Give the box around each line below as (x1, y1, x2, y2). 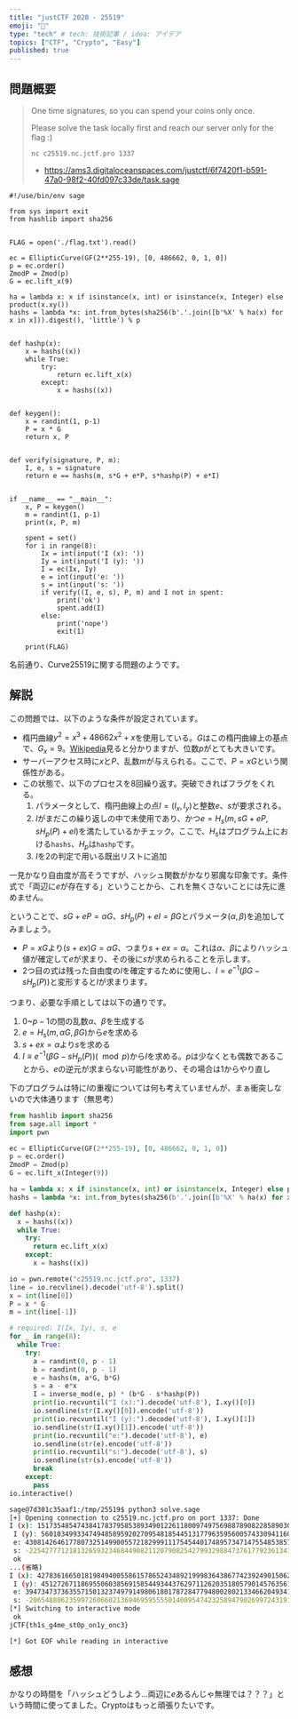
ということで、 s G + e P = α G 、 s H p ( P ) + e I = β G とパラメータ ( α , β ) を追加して (9, 911, 286, 924)
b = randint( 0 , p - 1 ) (32, 1365, 117, 1374)
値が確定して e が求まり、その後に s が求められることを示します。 (21, 954, 255, 964)
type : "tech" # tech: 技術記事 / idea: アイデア (9, 29, 182, 38)
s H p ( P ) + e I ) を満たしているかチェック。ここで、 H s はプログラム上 (35, 826, 273, 838)
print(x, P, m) (25, 517, 82, 527)
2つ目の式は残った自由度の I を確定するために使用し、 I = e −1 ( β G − (21, 963, 260, 976)
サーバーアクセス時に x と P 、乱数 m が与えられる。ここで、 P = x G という (21, 756, 281, 767)
